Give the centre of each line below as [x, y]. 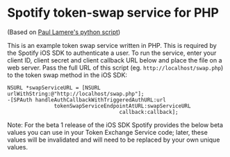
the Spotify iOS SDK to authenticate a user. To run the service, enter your [112, 53]
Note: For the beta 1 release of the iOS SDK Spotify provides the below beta [115, 125]
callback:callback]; [149, 112]
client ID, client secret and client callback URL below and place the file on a [115, 60]
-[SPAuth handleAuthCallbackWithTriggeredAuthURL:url [87, 100]
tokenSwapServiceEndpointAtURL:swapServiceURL [122, 106]
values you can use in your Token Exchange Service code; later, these [108, 132]
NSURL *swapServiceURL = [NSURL [54, 88]
